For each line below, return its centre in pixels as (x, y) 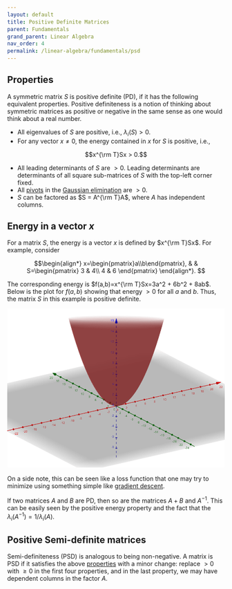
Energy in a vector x (51, 226)
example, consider (33, 250)
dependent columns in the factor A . (58, 579)
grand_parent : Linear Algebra (51, 37)
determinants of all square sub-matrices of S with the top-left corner (115, 175)
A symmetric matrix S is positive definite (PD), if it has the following (103, 96)
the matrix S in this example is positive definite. (74, 299)
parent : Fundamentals (38, 29)
